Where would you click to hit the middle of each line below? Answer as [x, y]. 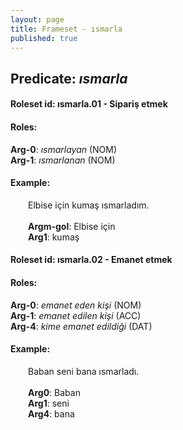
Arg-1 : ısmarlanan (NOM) [63, 160]
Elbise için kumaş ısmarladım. [89, 205]
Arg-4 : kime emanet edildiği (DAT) [81, 326]
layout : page [37, 19]
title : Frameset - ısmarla [66, 29]
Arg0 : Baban [54, 392]
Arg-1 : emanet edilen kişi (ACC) [76, 315]
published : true [44, 38]
